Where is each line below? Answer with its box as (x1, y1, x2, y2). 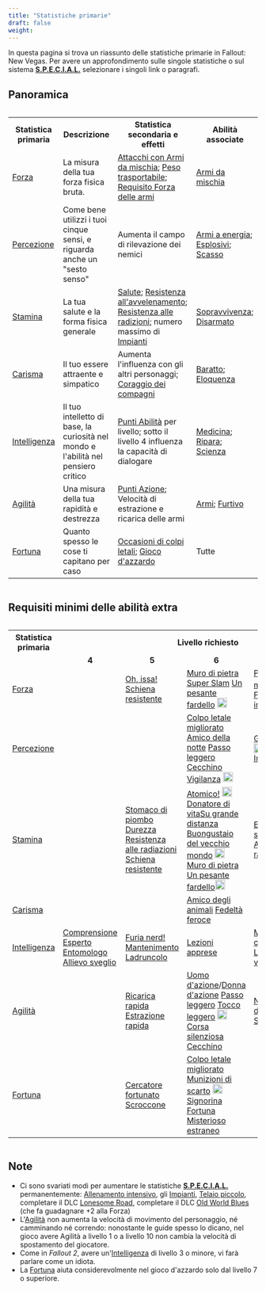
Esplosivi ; (196, 239, 232, 250)
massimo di (117, 326, 161, 337)
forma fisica (63, 316, 108, 327)
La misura (63, 157, 100, 168)
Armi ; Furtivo (196, 498, 244, 509)
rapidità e (63, 504, 98, 515)
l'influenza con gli (117, 359, 184, 370)
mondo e (63, 441, 97, 452)
